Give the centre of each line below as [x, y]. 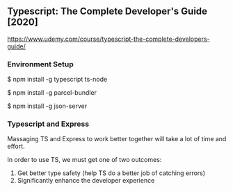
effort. [16, 146]
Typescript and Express [48, 124]
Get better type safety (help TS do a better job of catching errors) [111, 173]
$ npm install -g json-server [47, 106]
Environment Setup [41, 64]
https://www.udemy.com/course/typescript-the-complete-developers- [109, 39]
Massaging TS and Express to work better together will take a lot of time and [117, 139]
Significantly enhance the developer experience [86, 181]
